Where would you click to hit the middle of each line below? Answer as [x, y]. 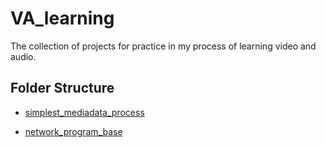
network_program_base [73, 131]
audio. [23, 56]
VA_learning [62, 18]
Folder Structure [62, 88]
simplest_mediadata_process [84, 112]
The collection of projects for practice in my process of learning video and [163, 46]
